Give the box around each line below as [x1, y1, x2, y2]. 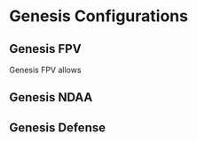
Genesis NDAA [9, 90, 93, 105]
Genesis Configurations [9, 6, 189, 26]
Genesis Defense [9, 120, 106, 135]
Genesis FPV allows [9, 64, 82, 75]
